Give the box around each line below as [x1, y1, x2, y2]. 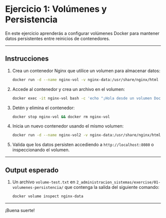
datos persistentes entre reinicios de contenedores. [5, 36, 110, 42]
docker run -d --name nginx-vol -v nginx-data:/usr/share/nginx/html [12, 77, 159, 82]
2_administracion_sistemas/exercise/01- [76, 180, 161, 185]
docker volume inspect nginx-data [12, 194, 83, 199]
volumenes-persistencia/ [12, 185, 64, 190]
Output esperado [5, 166, 59, 174]
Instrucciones [5, 54, 49, 63]
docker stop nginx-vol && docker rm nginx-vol [12, 114, 110, 119]
